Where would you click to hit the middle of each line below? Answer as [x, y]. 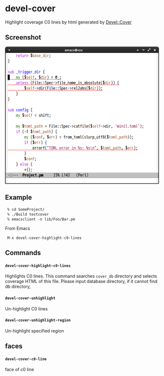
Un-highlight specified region [35, 330]
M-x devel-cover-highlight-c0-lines [44, 238]
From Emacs [18, 228]
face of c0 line [20, 370]
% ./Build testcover [28, 214]
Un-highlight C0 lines [26, 308]
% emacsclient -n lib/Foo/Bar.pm [41, 219]
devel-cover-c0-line [26, 359]
